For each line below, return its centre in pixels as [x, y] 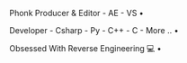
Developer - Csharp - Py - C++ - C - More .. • [94, 30]
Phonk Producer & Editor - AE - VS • [76, 13]
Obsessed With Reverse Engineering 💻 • [85, 48]
